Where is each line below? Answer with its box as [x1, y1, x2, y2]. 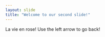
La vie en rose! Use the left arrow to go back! [5, 26, 100, 32]
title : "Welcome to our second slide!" [5, 12, 91, 17]
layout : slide [5, 7, 36, 13]
